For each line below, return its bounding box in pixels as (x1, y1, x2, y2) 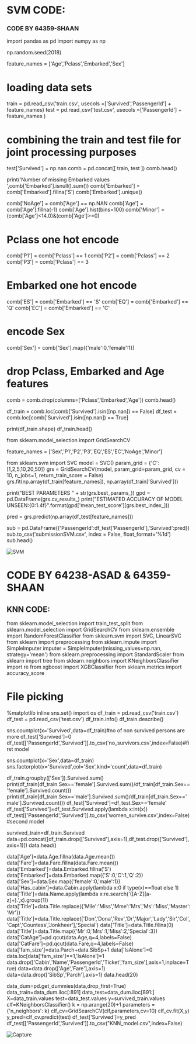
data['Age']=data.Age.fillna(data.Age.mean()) (6, 853, 116, 860)
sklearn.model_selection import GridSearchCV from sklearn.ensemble (6, 626, 174, 633)
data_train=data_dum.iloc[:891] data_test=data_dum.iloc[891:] (6, 989, 155, 996)
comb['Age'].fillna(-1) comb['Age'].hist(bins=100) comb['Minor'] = (6, 206, 165, 213)
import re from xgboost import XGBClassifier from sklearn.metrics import (6, 663, 182, 670)
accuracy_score (6, 670, 45, 677)
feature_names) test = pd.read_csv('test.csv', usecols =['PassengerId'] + (6, 106, 182, 113)
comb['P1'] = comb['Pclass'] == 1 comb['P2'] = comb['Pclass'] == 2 (6, 252, 170, 259)
